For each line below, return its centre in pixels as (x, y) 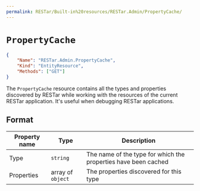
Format (20, 120)
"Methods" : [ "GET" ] (41, 72)
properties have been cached (127, 162)
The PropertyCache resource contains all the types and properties (86, 88)
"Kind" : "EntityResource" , (50, 66)
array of (62, 172)
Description (139, 140)
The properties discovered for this (134, 171)
